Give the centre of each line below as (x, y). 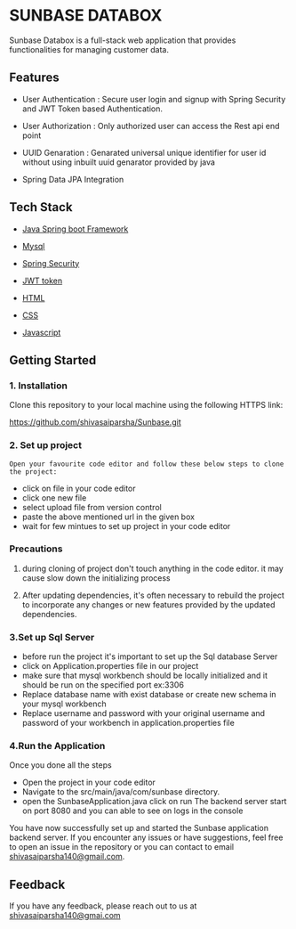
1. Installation (39, 386)
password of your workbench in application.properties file (128, 723)
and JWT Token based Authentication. (92, 109)
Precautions (36, 549)
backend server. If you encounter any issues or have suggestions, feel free (146, 837)
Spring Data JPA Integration (73, 179)
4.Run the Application (57, 746)
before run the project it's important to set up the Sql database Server (150, 656)
